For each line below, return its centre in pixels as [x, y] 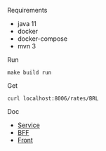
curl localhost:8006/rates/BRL [53, 98]
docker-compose [42, 39]
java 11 [27, 24]
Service [28, 125]
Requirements [27, 10]
